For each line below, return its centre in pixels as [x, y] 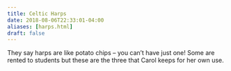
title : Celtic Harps [37, 14]
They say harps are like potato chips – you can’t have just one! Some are [111, 53]
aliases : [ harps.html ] [40, 26]
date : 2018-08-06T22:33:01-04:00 [56, 20]
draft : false [26, 33]
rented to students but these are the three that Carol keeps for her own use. [115, 61]
